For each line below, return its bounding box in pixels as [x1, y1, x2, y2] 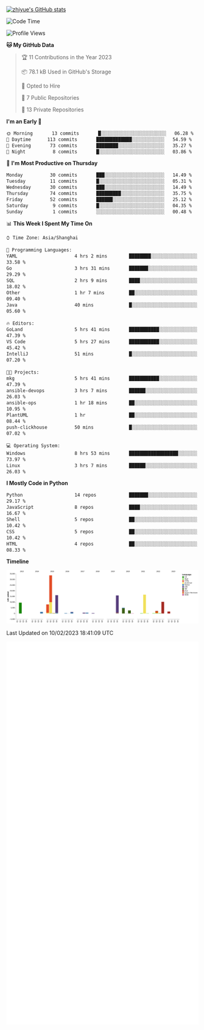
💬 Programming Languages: [6, 247, 72, 253]
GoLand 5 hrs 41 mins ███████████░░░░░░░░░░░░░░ [6, 327, 198, 333]
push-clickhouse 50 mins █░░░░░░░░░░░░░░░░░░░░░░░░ [6, 424, 198, 431]
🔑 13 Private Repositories [21, 106, 84, 113]
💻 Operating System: [6, 443, 61, 449]
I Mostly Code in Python [6, 480, 68, 486]
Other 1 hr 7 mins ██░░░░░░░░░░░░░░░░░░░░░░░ [6, 290, 198, 296]
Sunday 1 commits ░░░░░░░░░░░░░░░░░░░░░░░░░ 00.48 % [6, 209, 192, 215]
